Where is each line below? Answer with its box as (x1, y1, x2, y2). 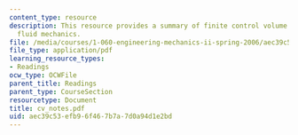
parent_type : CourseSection (9, 87, 114, 96)
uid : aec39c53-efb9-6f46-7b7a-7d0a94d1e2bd (9, 112, 173, 121)
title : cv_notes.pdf (9, 104, 86, 113)
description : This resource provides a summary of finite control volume (9, 21, 288, 30)
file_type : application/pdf (9, 46, 114, 55)
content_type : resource (9, 12, 98, 22)
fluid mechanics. (17, 29, 82, 38)
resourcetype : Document (9, 95, 98, 105)
